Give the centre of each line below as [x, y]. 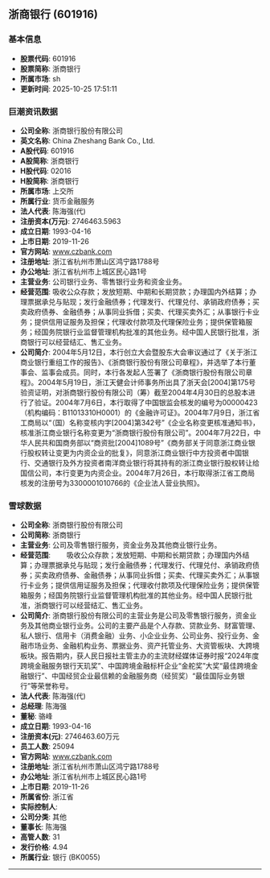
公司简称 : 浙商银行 [50, 535]
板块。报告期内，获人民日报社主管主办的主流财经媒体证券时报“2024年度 [139, 656]
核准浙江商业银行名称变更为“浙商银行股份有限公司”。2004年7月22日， [137, 433]
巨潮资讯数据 [33, 111]
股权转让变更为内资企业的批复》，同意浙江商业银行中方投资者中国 [135, 453]
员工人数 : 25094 [47, 747]
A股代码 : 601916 [47, 151]
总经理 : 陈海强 [43, 706]
